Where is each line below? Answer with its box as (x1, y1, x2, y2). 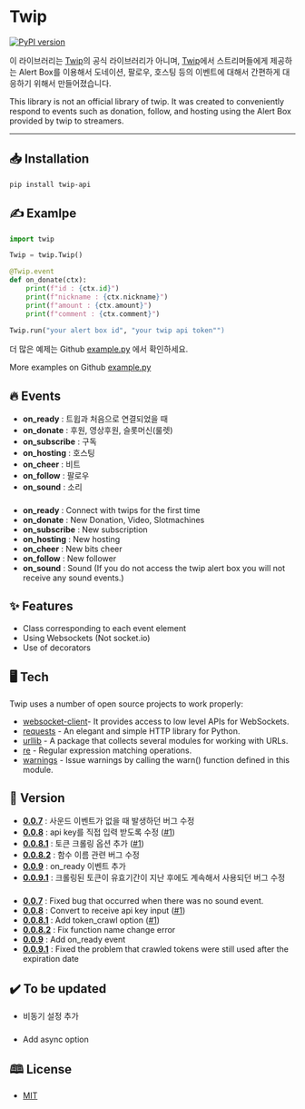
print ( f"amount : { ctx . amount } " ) (25, 301, 152, 310)
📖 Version (9, 790, 65, 806)
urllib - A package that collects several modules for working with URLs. (22, 735, 289, 746)
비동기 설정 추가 (22, 1011, 79, 1022)
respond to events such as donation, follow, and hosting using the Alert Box (9, 105, 292, 116)
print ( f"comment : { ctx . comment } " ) (25, 309, 161, 319)
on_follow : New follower (22, 553, 117, 564)
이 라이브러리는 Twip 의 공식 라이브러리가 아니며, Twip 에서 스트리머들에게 (9, 54, 269, 65)
